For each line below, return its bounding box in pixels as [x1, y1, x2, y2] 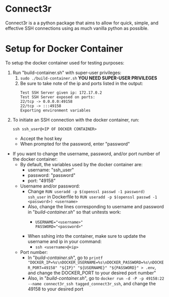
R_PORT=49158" [27, 265, 58, 270]
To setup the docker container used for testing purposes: [5, 59, 124, 66]
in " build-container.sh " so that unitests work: [27, 209, 121, 215]
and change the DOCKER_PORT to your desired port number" [27, 270, 156, 276]
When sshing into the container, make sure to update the [27, 233, 146, 239]
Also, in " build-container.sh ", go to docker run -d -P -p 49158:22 [27, 275, 164, 281]
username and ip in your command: [27, 238, 102, 244]
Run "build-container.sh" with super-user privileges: [12, 69, 121, 76]
